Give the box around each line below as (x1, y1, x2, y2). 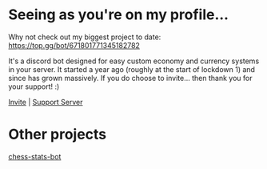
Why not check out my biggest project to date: (8, 32, 161, 42)
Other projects (8, 126, 107, 143)
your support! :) (8, 82, 60, 91)
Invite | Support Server (8, 97, 83, 107)
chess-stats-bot (8, 151, 62, 161)
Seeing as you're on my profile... (8, 6, 229, 24)
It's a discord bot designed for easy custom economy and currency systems (8, 56, 260, 66)
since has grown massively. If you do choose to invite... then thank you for (8, 73, 253, 82)
